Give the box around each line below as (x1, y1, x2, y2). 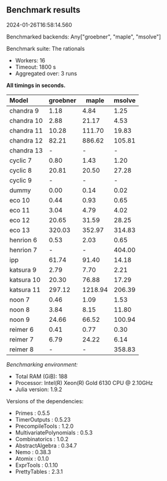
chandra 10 (9, 116, 43, 125)
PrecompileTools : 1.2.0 (15, 422, 74, 430)
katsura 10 (9, 275, 41, 284)
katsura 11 (9, 285, 41, 294)
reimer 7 (9, 335, 34, 343)
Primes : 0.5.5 (15, 409, 50, 417)
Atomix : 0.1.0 (15, 455, 49, 462)
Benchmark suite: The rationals (6, 45, 85, 52)
